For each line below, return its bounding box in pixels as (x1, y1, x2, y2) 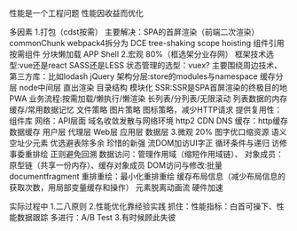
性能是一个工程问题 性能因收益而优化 (9, 8, 144, 18)
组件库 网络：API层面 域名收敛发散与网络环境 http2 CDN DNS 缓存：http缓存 (9, 115, 289, 126)
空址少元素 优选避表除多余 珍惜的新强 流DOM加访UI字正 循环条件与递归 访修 (9, 138, 288, 148)
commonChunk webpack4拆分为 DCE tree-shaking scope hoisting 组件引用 (9, 38, 285, 48)
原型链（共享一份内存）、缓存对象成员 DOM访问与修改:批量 (9, 160, 223, 171)
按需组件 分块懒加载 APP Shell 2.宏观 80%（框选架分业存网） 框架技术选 (9, 49, 275, 60)
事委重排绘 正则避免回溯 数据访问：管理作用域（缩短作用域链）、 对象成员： (9, 149, 284, 159)
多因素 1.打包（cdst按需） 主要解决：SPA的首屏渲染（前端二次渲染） (9, 27, 260, 37)
